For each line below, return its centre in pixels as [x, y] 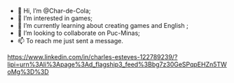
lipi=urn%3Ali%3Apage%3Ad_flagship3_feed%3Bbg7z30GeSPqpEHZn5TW [117, 64]
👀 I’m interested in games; [55, 18]
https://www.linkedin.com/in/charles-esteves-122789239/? [92, 57]
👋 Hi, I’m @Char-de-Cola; [54, 11]
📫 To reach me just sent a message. [70, 41]
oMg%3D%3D [28, 72]
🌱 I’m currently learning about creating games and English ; [103, 25]
